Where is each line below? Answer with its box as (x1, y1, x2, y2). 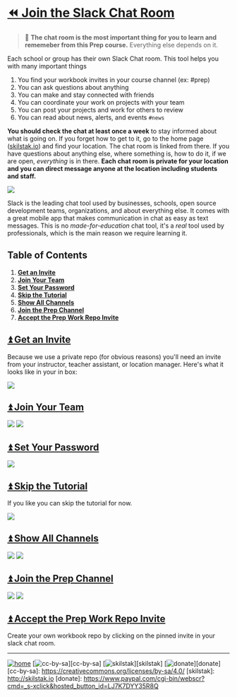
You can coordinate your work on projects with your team (17, 98, 185, 106)
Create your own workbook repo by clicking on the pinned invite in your (7, 631, 215, 640)
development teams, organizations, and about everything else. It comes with (7, 206, 230, 215)
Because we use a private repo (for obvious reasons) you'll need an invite (7, 352, 221, 361)
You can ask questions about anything (17, 83, 129, 91)
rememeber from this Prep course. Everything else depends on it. (24, 40, 219, 49)
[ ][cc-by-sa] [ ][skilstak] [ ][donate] (32, 660, 221, 668)
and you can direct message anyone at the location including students (7, 164, 218, 172)
